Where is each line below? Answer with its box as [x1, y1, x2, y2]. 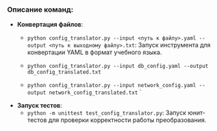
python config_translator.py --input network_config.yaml [27, 82, 196, 89]
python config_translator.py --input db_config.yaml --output [27, 63, 209, 70]
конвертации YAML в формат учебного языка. [27, 48, 162, 56]
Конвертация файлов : [16, 21, 84, 29]
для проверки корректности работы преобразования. [48, 116, 207, 124]
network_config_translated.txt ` [49, 88, 142, 97]
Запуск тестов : [16, 102, 63, 110]
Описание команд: [7, 5, 74, 14]
